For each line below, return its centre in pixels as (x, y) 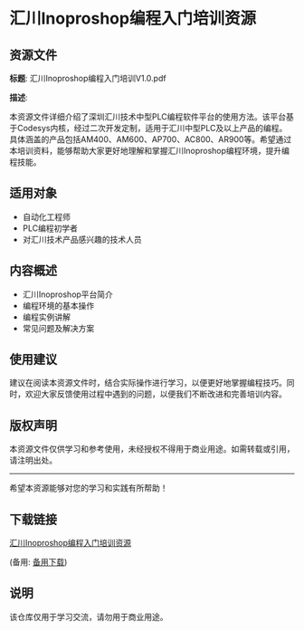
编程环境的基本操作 (58, 305)
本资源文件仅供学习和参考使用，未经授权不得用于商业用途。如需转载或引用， (152, 449)
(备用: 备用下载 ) (38, 562)
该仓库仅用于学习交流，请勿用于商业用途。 (89, 617)
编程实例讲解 (46, 317)
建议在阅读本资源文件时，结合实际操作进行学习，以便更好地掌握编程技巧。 (148, 383)
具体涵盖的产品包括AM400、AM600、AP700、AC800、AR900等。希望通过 (151, 139)
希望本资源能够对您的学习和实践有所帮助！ (89, 488)
